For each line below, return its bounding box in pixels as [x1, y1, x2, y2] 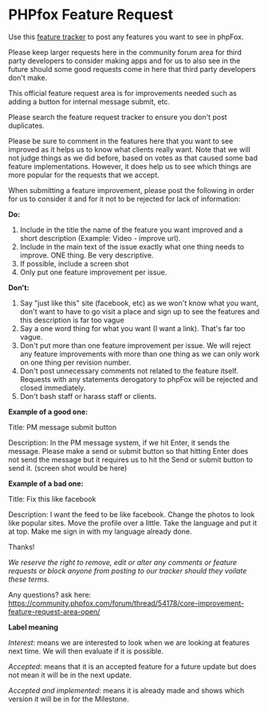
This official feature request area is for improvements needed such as [8, 88, 237, 97]
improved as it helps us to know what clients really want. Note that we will [8, 144, 251, 154]
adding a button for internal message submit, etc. [8, 97, 170, 106]
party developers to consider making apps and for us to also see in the [8, 56, 241, 65]
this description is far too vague [19, 315, 125, 325]
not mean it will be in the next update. [8, 670, 132, 680]
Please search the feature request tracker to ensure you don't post [8, 112, 227, 121]
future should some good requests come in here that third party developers [8, 64, 257, 73]
